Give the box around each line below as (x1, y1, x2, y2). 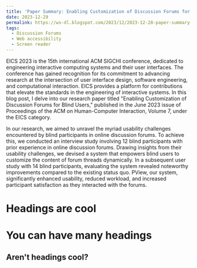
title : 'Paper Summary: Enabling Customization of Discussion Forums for (6, 8, 191, 15)
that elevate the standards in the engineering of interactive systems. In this (6, 89, 186, 96)
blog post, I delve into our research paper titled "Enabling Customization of (6, 95, 187, 102)
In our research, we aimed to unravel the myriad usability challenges (6, 125, 171, 132)
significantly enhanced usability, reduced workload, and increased (6, 175, 167, 182)
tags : (6, 25, 19, 31)
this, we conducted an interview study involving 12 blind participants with (6, 138, 183, 145)
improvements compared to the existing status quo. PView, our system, (6, 169, 178, 176)
